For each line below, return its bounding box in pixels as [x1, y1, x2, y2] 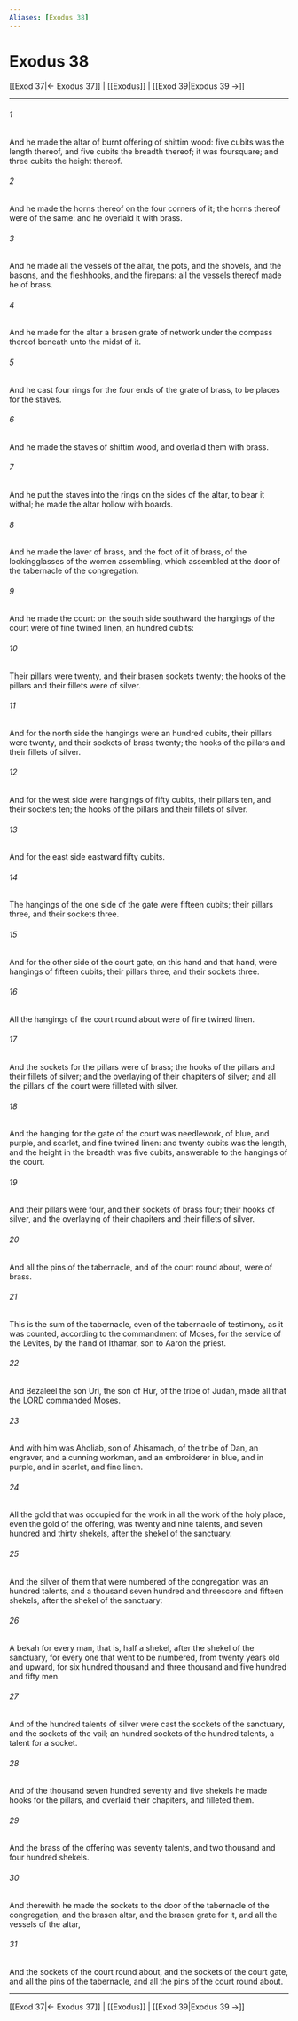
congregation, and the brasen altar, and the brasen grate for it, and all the [9, 1909, 278, 1920]
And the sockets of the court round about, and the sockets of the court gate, [9, 1966, 288, 1977]
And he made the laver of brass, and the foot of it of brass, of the [9, 547, 247, 557]
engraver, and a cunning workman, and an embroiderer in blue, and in [9, 1452, 264, 1463]
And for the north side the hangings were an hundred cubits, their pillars [9, 727, 273, 738]
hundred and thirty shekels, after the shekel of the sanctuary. [9, 1528, 232, 1539]
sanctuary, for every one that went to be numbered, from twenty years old [9, 1652, 280, 1663]
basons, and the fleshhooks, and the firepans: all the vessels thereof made [9, 270, 282, 280]
